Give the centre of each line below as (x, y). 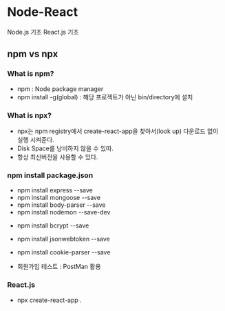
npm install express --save (55, 190)
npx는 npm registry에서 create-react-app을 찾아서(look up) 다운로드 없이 (118, 131)
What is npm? (31, 74)
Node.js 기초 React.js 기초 (43, 32)
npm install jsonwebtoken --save (63, 239)
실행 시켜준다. (36, 139)
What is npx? (29, 115)
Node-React (42, 12)
